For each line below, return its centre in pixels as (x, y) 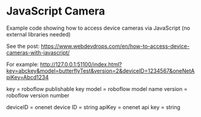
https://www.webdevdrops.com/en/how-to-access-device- (115, 46)
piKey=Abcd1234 (28, 77)
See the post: (23, 46)
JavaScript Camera (56, 11)
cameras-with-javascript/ (38, 52)
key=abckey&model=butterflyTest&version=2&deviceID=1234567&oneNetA (101, 70)
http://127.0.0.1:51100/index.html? (81, 64)
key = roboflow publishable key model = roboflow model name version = (97, 89)
